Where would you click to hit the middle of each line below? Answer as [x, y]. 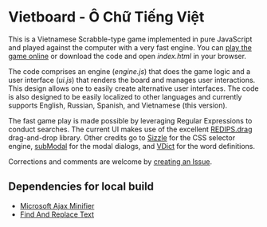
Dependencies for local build [81, 187]
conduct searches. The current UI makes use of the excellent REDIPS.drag [130, 129]
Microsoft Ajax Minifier [57, 205]
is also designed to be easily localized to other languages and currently [125, 96]
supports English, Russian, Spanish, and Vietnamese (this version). [118, 105]
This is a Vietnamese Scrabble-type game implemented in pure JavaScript [130, 39]
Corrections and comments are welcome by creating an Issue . [110, 161]
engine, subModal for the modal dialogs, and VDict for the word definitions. [132, 146]
